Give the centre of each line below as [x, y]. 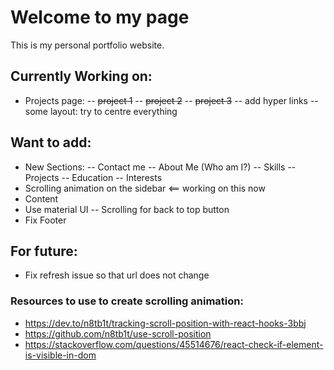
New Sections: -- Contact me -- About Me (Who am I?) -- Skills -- [160, 167]
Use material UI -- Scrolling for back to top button [127, 209]
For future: [44, 251]
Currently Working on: [81, 76]
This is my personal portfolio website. [87, 45]
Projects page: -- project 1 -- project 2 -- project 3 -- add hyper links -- [171, 100]
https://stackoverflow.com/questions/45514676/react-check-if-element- [174, 344]
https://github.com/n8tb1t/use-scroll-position [118, 333]
